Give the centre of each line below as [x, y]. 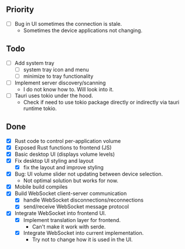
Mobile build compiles [41, 187]
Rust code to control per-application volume [68, 141]
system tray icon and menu [56, 69]
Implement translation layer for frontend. [72, 220]
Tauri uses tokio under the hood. [54, 95]
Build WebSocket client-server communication [71, 193]
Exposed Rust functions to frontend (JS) [63, 147]
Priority [20, 10]
